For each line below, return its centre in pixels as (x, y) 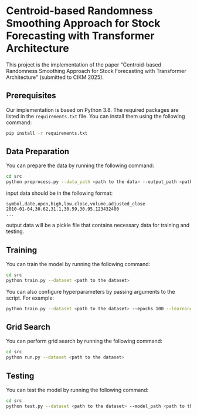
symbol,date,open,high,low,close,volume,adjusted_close (76, 204)
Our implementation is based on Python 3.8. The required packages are (92, 109)
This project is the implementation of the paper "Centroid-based (84, 64)
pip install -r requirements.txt (47, 133)
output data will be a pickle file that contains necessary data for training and (98, 225)
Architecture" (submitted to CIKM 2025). (55, 77)
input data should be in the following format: (60, 193)
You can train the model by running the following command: (78, 264)
